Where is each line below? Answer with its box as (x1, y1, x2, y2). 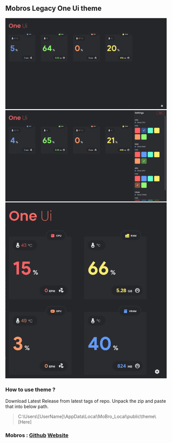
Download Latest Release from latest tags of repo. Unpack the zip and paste (5, 398, 166, 404)
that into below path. (5, 403, 49, 410)
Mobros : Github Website (5, 432, 69, 439)
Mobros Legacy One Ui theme (5, 4, 102, 13)
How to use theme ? (5, 386, 56, 393)
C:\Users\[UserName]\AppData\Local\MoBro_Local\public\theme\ (17, 413, 157, 419)
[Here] (17, 419, 32, 425)
